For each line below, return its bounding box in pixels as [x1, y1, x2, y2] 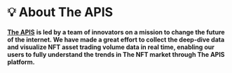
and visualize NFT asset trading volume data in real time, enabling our [7, 43, 215, 51]
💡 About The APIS [7, 4, 114, 20]
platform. [7, 58, 35, 66]
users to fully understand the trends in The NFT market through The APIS [7, 50, 226, 58]
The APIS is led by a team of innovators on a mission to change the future [7, 27, 226, 36]
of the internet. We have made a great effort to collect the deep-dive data [7, 35, 225, 44]
